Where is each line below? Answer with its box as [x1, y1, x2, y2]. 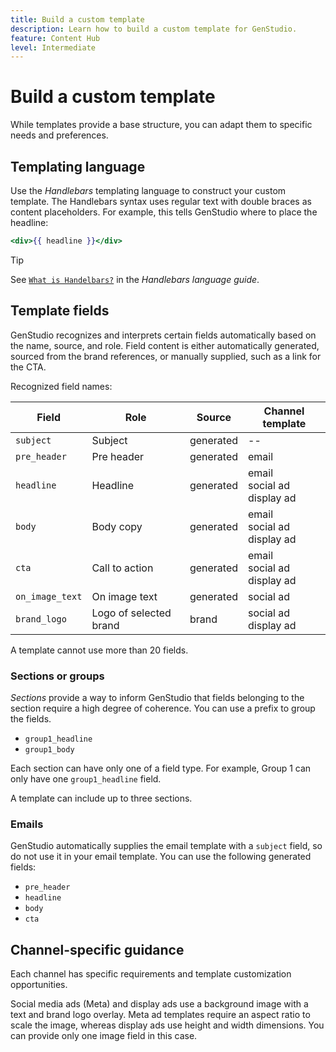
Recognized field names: [10, 380, 113, 392]
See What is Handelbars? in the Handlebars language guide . [10, 273, 260, 285]
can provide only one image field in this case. [10, 1030, 198, 1042]
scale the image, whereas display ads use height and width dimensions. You [10, 1019, 325, 1031]
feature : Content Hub [10, 33, 101, 43]
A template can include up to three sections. [10, 792, 193, 804]
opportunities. [10, 979, 68, 991]
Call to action [91, 561, 154, 575]
